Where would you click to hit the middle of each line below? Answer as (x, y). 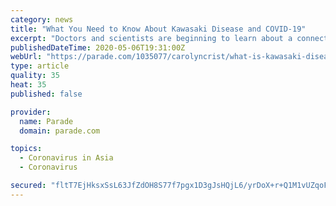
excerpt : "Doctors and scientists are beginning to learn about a (151, 38)
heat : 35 (28, 85)
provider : (31, 112)
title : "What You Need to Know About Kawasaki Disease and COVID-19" (158, 29)
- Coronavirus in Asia (66, 158)
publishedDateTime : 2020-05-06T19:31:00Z (98, 47)
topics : (26, 149)
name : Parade (46, 121)
